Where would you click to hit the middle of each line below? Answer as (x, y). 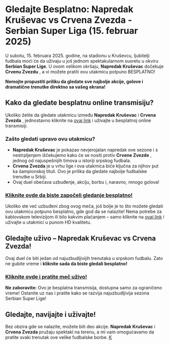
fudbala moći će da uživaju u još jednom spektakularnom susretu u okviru (82, 61)
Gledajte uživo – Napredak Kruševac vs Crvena (81, 238)
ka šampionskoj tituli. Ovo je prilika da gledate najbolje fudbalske (80, 171)
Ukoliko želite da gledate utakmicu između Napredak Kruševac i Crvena (81, 115)
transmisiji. (16, 125)
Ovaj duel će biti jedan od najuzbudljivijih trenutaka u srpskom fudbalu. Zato (84, 258)
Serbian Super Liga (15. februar (72, 31)
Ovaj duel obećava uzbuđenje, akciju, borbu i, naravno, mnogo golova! (86, 182)
